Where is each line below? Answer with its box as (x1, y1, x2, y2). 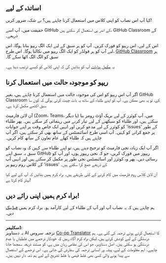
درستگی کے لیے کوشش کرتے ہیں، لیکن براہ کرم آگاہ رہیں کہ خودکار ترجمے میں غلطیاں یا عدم (5, 235, 150, 242)
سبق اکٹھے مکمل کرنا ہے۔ (5, 103, 47, 108)
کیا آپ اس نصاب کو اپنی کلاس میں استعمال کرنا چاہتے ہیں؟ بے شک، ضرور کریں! (5, 17, 152, 23)
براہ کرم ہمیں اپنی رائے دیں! (5, 192, 80, 200)
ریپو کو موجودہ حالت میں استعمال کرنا (5, 78, 108, 87)
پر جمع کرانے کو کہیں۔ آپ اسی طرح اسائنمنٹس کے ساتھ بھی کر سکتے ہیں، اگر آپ (5, 129, 155, 135)
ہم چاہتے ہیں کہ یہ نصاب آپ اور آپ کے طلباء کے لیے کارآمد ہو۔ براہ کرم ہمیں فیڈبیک (5, 205, 155, 210)
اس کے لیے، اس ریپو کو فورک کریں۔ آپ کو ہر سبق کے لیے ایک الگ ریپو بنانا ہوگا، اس (5, 42, 159, 49)
